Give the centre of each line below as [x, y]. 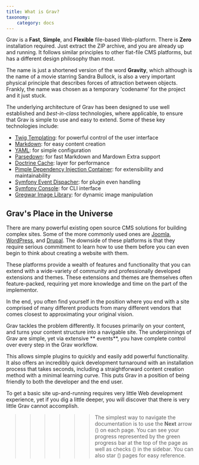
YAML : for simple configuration [53, 150]
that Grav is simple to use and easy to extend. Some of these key [86, 120]
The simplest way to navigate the [135, 417]
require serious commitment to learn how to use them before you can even [98, 247]
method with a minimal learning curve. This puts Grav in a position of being [98, 376]
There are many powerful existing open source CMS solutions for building [97, 228]
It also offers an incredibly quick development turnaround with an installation [100, 363]
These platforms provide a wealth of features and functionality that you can [99, 265]
